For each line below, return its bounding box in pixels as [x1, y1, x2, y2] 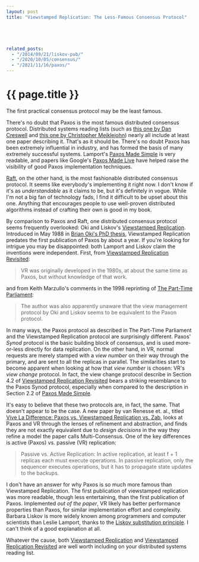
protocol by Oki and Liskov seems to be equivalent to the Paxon [20, 309, 177, 316]
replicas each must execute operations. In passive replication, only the [20, 456, 194, 463]
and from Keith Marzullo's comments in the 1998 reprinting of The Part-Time [6, 284, 193, 291]
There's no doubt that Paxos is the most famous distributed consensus [6, 119, 179, 126]
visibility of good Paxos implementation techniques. [6, 163, 132, 170]
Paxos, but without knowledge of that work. [20, 273, 128, 280]
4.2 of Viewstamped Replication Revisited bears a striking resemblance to [6, 377, 187, 384]
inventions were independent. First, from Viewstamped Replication [6, 249, 169, 256]
